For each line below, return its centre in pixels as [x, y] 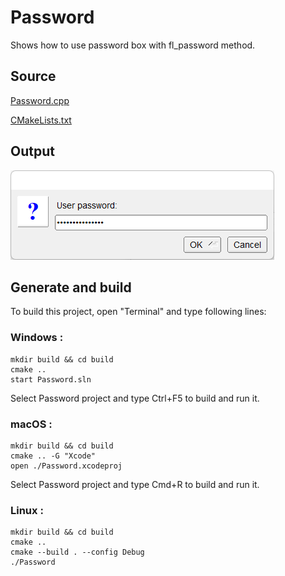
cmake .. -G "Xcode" [53, 456]
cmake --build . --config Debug [77, 552]
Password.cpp [40, 100]
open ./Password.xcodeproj [66, 466]
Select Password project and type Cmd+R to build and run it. [135, 484]
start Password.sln [51, 379]
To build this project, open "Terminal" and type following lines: [138, 312]
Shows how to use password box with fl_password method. [133, 45]
